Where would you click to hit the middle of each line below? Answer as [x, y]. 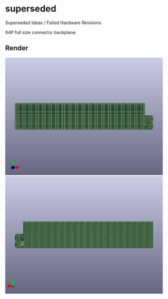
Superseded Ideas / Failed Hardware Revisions [53, 23]
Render [17, 48]
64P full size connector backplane [40, 32]
